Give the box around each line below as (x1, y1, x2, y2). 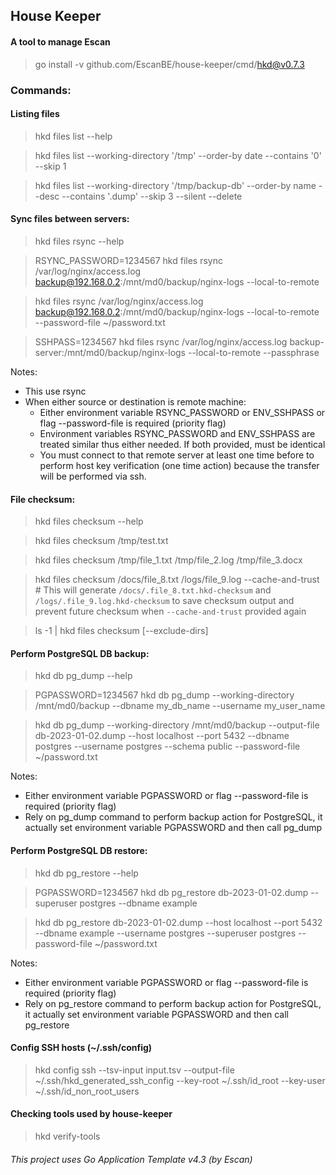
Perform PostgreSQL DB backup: (10, 647, 150, 659)
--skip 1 (34, 160, 67, 172)
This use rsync (24, 385, 87, 397)
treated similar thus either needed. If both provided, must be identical (39, 438, 326, 450)
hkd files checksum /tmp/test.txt (34, 535, 169, 547)
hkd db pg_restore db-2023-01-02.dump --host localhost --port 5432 (34, 916, 323, 928)
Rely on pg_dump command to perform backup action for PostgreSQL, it (24, 811, 323, 823)
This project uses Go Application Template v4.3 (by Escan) (10, 1153, 253, 1165)
